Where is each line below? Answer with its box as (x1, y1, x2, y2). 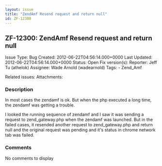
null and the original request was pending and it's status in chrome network (5, 127, 156, 133)
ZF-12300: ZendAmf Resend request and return (5, 34, 153, 42)
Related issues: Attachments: (5, 74, 63, 80)
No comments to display (5, 155, 54, 161)
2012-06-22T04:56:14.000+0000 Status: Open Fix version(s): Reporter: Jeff (5, 60, 157, 65)
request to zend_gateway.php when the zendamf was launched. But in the (5, 117, 153, 122)
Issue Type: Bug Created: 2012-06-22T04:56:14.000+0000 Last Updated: (5, 54, 153, 60)
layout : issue (5, 7, 34, 12)
